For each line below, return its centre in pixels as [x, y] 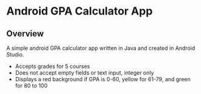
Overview [25, 34]
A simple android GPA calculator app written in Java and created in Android [101, 48]
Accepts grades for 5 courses [52, 66]
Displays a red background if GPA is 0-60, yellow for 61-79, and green [103, 79]
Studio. [15, 55]
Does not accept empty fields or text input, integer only [84, 73]
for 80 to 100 [31, 86]
